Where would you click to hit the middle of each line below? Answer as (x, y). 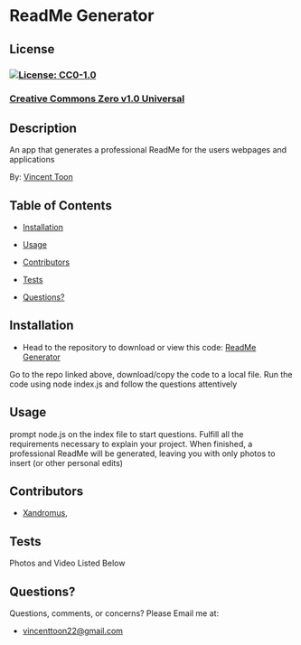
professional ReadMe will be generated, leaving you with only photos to (142, 453)
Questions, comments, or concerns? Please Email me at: (114, 613)
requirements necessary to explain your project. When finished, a (131, 444)
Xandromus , (45, 513)
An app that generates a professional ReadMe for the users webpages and (148, 150)
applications (32, 160)
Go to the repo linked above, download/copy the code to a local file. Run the (151, 374)
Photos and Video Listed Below (67, 563)
